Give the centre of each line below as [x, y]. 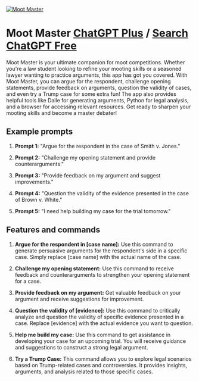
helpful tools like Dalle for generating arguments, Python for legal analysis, [97, 100]
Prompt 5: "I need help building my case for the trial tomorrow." [93, 211]
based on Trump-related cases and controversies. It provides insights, [101, 365]
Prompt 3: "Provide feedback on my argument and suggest [88, 175]
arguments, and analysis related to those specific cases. [84, 371]
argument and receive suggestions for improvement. [79, 299]
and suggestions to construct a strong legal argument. [81, 347]
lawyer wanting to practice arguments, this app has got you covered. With [97, 75]
